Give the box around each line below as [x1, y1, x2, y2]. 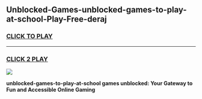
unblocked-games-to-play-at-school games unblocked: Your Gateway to [6, 79, 193, 86]
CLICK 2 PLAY [6, 55, 48, 63]
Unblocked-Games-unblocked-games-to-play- [6, 5, 187, 15]
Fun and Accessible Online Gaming [6, 86, 96, 93]
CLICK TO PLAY [6, 32, 53, 41]
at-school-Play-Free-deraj [6, 14, 107, 25]
